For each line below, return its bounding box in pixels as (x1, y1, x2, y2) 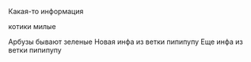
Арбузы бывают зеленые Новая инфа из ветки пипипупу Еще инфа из (8, 37, 244, 46)
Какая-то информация (8, 7, 84, 16)
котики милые (8, 22, 57, 31)
